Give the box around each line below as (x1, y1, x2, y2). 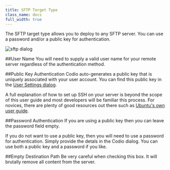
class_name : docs (5, 12, 42, 17)
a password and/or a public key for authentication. (5, 36, 111, 42)
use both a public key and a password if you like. (5, 144, 108, 150)
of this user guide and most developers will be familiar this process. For (5, 97, 155, 103)
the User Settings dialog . (5, 82, 57, 88)
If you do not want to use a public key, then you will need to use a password (5, 133, 164, 139)
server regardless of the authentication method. (5, 61, 106, 67)
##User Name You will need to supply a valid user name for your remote (5, 56, 156, 62)
